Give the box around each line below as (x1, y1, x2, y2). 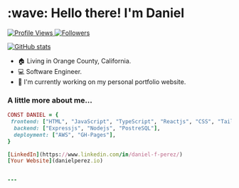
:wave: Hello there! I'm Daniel (7, 5, 185, 21)
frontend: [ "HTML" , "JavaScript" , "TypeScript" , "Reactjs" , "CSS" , (10, 118, 215, 125)
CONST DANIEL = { (7, 112, 59, 119)
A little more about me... (7, 95, 92, 105)
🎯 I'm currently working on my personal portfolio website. (17, 77, 186, 86)
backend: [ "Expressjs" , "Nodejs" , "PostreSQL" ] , (14, 125, 161, 132)
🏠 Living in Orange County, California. (17, 56, 132, 65)
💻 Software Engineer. (17, 67, 83, 75)
